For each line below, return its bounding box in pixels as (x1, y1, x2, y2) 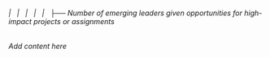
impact (8, 16, 33, 26)
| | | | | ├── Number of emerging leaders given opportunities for (8, 8, 242, 18)
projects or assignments (33, 16, 115, 26)
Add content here (8, 42, 67, 51)
